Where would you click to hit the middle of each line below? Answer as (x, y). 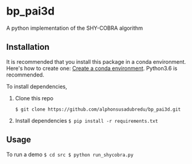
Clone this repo (34, 98)
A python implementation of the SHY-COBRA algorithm (75, 28)
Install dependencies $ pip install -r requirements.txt (87, 120)
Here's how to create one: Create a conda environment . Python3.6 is (92, 68)
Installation (28, 47)
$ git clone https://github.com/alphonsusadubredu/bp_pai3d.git (98, 109)
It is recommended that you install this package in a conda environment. (96, 61)
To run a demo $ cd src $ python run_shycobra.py (70, 154)
